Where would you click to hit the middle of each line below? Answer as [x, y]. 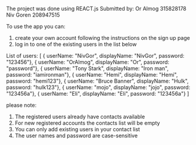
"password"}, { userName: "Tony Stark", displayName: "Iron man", [87, 68]
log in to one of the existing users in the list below [76, 44]
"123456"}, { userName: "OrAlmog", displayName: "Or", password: [88, 62]
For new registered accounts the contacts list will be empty [87, 123]
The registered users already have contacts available [80, 116]
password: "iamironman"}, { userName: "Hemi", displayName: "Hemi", [92, 75]
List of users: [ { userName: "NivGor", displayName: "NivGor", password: [95, 56]
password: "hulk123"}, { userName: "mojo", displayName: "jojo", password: [98, 87]
